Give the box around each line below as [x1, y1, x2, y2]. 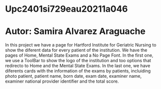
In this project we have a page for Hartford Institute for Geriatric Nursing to [5, 42, 157, 48]
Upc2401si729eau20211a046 [5, 3, 128, 15]
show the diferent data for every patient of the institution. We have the [5, 47, 148, 53]
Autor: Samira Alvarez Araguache [5, 26, 146, 37]
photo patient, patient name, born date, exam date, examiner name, [5, 73, 142, 79]
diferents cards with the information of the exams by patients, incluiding [5, 68, 151, 74]
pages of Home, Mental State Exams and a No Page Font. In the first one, [5, 52, 154, 58]
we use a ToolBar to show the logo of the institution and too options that [5, 58, 151, 64]
